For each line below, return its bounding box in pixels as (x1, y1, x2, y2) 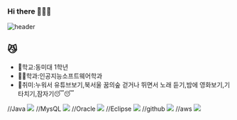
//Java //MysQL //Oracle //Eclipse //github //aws (7, 104, 193, 113)
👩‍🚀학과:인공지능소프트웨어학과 (17, 72, 103, 80)
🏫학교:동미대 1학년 (17, 63, 69, 72)
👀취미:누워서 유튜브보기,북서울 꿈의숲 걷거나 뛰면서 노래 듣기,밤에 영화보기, (17, 81, 225, 89)
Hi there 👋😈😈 (7, 6, 52, 16)
